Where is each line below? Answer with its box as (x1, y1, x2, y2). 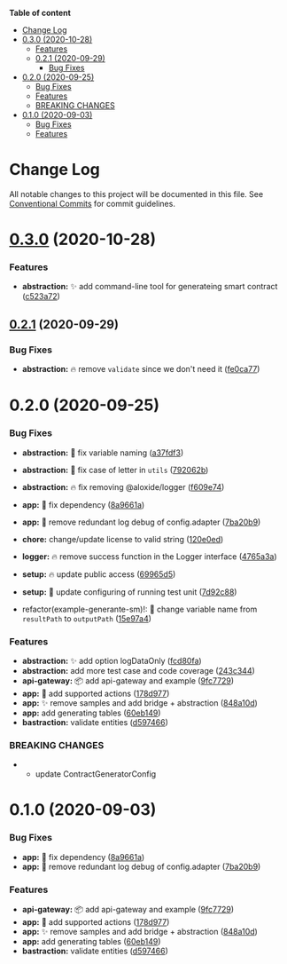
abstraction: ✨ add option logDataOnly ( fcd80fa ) (21, 655, 202, 666)
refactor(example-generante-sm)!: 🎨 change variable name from (21, 604, 258, 614)
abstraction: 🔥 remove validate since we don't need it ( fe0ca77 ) (21, 364, 260, 375)
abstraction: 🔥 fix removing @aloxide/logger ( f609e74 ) (21, 481, 225, 492)
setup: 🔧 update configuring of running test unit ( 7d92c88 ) (21, 586, 237, 597)
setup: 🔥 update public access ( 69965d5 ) (21, 568, 176, 580)
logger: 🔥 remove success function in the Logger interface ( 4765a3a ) (21, 550, 277, 562)
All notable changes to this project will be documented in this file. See (9, 188, 264, 199)
